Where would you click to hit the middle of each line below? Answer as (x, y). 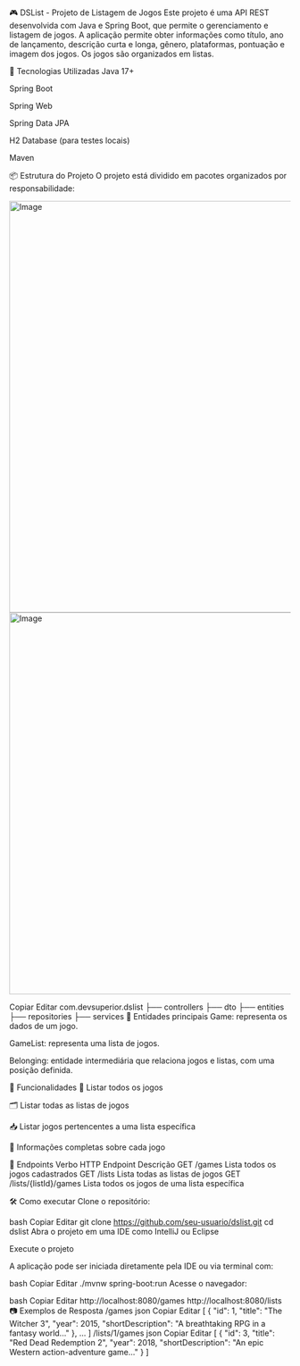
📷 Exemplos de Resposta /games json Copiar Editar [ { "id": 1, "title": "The (146, 1311)
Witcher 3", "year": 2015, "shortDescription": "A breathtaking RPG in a (137, 1324)
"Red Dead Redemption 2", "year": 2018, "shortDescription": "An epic (137, 1342)
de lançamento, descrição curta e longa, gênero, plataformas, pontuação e (147, 44)
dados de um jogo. (44, 1026)
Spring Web (31, 106)
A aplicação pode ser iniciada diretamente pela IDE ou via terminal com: (142, 1266)
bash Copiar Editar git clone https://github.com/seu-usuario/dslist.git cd (142, 1222)
